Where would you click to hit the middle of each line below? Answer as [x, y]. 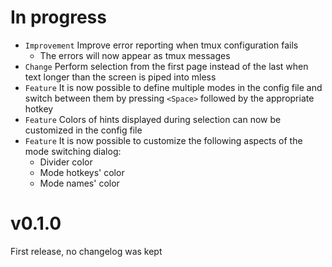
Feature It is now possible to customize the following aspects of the [163, 140]
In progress [58, 17]
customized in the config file [83, 130]
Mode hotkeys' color [82, 172]
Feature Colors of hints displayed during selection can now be [153, 119]
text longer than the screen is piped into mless [120, 77]
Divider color [66, 162]
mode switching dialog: [73, 151]
